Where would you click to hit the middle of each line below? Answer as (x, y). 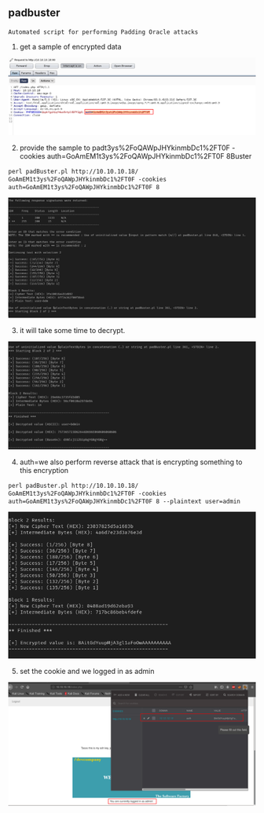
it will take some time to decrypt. (72, 331)
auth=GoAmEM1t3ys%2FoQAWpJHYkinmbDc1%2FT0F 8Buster (149, 156)
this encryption (44, 470)
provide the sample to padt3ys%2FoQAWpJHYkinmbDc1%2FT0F (125, 148)
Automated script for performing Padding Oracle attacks (103, 32)
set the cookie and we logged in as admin (87, 671)
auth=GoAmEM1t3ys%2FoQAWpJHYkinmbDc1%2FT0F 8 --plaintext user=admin (125, 501)
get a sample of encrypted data (70, 46)
